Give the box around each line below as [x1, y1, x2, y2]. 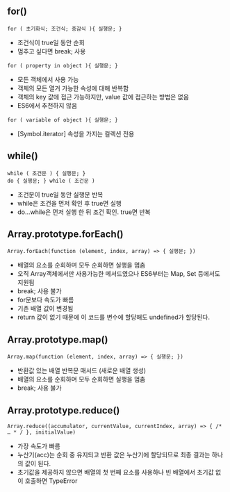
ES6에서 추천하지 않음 [17, 101, 78, 110]
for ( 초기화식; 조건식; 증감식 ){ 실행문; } [7, 25, 122, 32]
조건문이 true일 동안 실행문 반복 [17, 190, 104, 199]
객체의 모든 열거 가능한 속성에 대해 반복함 [17, 83, 129, 92]
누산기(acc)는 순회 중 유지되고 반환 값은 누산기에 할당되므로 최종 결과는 [17, 451, 211, 459]
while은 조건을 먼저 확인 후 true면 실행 [17, 199, 122, 207]
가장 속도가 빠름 [17, 442, 60, 450]
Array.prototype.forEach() [7, 229, 124, 240]
